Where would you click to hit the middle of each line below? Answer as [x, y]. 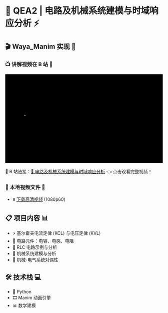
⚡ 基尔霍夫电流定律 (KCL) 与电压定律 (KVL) [56, 233]
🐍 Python [22, 292]
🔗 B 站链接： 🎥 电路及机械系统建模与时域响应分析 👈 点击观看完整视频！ [79, 172]
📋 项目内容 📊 [27, 218]
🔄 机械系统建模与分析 [34, 253]
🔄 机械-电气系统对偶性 [35, 260]
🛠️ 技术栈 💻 [23, 277]
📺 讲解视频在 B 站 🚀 [29, 64]
